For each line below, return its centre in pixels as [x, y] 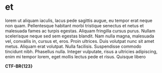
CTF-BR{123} [19, 66]
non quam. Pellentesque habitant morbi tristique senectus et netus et [74, 25]
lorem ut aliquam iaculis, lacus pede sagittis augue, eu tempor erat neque [79, 20]
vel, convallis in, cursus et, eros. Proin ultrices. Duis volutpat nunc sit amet [80, 41]
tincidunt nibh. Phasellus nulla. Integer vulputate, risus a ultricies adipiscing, [81, 51]
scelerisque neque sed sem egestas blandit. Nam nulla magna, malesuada [80, 36]
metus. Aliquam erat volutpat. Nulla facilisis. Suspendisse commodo [73, 46]
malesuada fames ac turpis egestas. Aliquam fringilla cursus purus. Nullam [80, 31]
